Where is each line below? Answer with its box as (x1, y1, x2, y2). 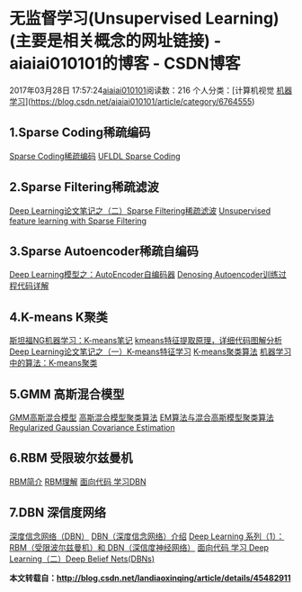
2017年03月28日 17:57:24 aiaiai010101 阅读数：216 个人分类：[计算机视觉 (9, 85, 275, 96)
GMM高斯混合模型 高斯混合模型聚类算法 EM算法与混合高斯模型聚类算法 (9, 412, 274, 423)
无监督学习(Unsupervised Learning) (9, 8, 280, 29)
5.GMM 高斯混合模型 (9, 387, 125, 402)
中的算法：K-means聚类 (9, 358, 98, 369)
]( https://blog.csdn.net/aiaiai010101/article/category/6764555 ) (25, 96, 255, 106)
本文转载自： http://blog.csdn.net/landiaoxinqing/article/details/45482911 (9, 572, 291, 583)
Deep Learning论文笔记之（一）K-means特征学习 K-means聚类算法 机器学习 (9, 346, 292, 357)
